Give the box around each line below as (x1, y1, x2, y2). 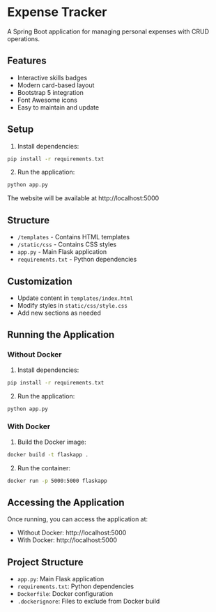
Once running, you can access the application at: (7, 515, 148, 523)
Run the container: (17, 463, 71, 472)
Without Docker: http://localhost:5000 (17, 528, 127, 537)
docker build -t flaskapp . (7, 451, 89, 458)
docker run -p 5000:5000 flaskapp (7, 477, 108, 484)
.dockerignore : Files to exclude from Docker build (17, 597, 160, 606)
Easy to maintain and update (17, 103, 100, 112)
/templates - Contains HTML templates (17, 233, 130, 241)
